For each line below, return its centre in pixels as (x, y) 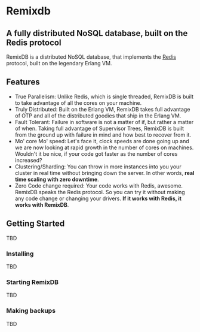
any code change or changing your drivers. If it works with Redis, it (98, 198)
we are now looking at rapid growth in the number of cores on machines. (104, 147)
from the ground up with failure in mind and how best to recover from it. (103, 135)
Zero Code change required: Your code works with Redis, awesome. (99, 185)
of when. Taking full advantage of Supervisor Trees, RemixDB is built (99, 128)
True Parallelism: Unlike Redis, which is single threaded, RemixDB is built (104, 96)
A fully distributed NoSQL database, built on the (97, 33)
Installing (20, 253)
